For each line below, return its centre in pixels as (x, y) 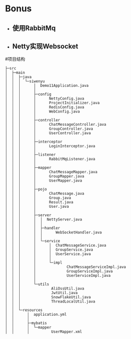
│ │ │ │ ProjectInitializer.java (52, 103)
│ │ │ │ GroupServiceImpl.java (59, 271)
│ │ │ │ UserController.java (48, 133)
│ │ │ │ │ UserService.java (48, 254)
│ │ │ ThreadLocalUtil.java (50, 301)
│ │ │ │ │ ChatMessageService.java (56, 245)
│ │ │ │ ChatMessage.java (45, 194)
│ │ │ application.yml (36, 315)
